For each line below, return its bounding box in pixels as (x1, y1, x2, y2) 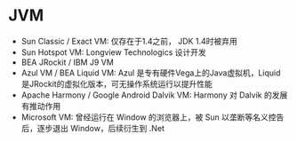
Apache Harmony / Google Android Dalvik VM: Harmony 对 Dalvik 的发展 (20, 90, 288, 100)
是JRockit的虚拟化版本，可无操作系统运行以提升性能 (20, 78, 213, 89)
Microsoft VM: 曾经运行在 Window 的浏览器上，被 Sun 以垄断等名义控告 (20, 112, 285, 122)
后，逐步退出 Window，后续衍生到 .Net (20, 122, 165, 133)
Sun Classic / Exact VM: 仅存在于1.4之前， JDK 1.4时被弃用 (20, 35, 237, 46)
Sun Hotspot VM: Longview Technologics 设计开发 (20, 46, 206, 58)
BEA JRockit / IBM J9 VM (20, 57, 115, 67)
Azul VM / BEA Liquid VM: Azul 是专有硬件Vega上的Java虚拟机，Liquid (20, 67, 281, 78)
